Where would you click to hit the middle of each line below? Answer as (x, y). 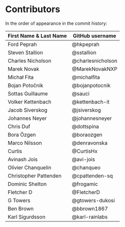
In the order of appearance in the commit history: (56, 23)
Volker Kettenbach (29, 102)
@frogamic (85, 184)
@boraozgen (87, 134)
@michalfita (86, 77)
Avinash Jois (23, 159)
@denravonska (90, 143)
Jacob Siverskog (28, 110)
